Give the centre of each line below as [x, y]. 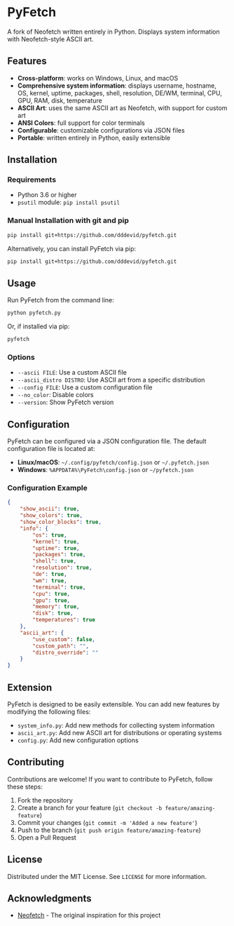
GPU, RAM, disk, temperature [60, 100]
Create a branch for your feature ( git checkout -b [90, 807]
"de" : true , [50, 575]
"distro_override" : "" [66, 652]
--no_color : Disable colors [56, 395]
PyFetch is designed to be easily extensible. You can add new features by [113, 704]
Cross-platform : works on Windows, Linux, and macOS [98, 78]
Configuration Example [47, 488]
